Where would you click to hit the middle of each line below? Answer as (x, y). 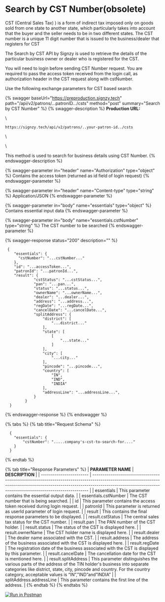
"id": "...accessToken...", (43, 267)
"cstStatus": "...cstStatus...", (68, 280)
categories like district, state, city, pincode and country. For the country (78, 569)
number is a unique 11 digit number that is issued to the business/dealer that (82, 39)
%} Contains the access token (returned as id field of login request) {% (77, 176)
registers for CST (23, 44)
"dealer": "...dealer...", (62, 297)
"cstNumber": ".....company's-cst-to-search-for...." (79, 442)
